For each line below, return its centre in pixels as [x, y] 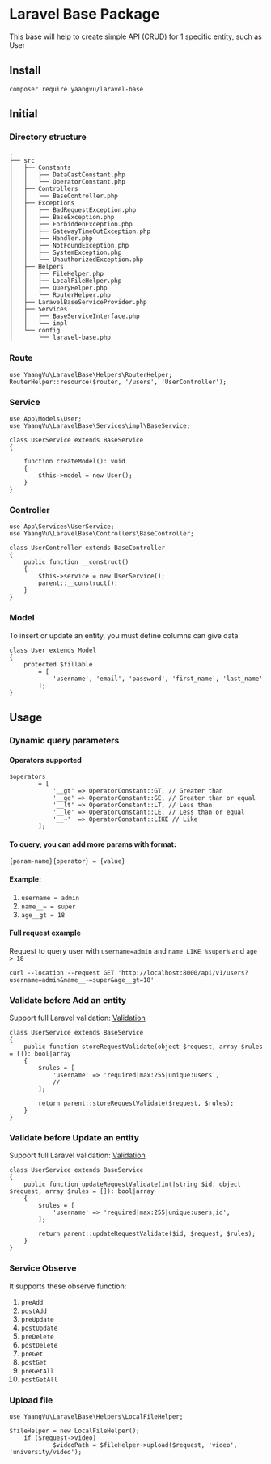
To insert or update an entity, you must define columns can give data [124, 635]
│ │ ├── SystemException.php [66, 253]
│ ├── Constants [40, 168]
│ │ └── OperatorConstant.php [68, 182]
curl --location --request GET [62, 973]
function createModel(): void [75, 462]
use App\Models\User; [46, 419]
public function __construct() [76, 562]
